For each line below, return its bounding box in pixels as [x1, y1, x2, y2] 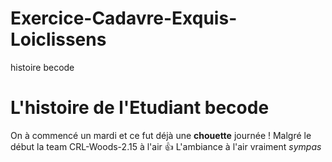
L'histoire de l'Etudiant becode [10, 97, 270, 119]
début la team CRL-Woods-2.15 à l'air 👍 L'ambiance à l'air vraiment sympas [10, 140, 322, 152]
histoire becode [10, 61, 75, 73]
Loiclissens [10, 28, 107, 51]
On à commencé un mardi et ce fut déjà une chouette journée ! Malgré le [10, 129, 312, 141]
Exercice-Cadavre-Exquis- [10, 7, 238, 30]
